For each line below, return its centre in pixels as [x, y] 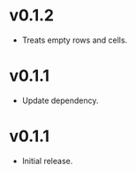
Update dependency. [60, 100]
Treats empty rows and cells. [75, 40]
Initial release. [47, 161]
